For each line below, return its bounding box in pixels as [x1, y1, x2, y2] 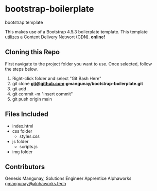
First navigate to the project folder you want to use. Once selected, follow [5, 61, 152, 66]
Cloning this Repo [5, 48, 60, 56]
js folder [12, 138, 29, 144]
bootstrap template [5, 19, 43, 25]
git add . [12, 86, 29, 92]
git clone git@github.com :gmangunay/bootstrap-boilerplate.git [12, 80, 143, 86]
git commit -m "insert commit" [12, 91, 73, 96]
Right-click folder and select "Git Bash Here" [12, 75, 102, 81]
